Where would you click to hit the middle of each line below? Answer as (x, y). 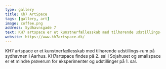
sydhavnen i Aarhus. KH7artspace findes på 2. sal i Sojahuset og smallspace (83, 56)
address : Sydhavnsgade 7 (31, 28)
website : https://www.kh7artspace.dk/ (45, 37)
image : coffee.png (24, 23)
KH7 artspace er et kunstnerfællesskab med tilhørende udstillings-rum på (80, 51)
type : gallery (20, 10)
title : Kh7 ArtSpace (26, 14)
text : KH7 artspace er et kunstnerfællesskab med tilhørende (69, 32)
